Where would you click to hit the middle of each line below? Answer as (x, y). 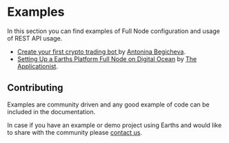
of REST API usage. (35, 38)
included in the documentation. (51, 111)
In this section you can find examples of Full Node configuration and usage (114, 31)
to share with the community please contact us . (75, 132)
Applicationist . (38, 66)
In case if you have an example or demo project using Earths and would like (114, 125)
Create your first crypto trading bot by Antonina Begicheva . (101, 52)
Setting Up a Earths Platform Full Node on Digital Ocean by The (107, 58)
